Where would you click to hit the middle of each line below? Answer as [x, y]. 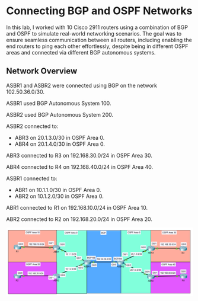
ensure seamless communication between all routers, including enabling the [99, 40]
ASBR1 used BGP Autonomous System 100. [59, 103]
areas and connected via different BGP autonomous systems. [81, 52]
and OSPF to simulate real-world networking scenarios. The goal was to [94, 33]
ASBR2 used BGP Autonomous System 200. [60, 114]
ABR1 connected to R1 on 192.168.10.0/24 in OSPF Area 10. [77, 207]
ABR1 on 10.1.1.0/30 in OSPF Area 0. [58, 190]
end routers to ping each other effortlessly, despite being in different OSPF [97, 46]
